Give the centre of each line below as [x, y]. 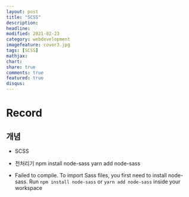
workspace [29, 188]
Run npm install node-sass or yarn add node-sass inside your [105, 182]
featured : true [25, 78]
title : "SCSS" [24, 17]
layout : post [22, 12]
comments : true [25, 73]
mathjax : [17, 56]
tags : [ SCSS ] [22, 51]
